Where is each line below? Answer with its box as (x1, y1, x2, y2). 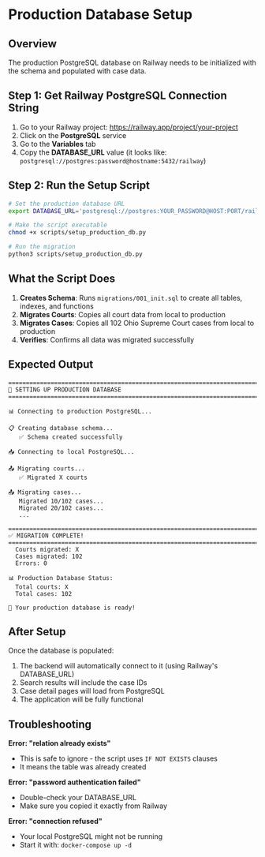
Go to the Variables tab (19, 139, 96, 148)
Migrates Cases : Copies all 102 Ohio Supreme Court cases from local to (19, 318, 255, 327)
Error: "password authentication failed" (8, 777, 141, 787)
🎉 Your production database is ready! (8, 604, 136, 612)
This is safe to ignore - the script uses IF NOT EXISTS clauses (19, 754, 218, 763)
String (8, 101, 39, 115)
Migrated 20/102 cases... (18, 503, 104, 512)
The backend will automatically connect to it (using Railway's (19, 661, 218, 671)
